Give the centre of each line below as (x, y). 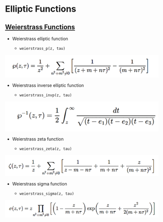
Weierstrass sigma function (39, 183)
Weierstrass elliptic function (40, 39)
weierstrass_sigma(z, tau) (47, 194)
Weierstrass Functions (40, 27)
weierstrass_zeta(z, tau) (45, 149)
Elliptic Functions (41, 9)
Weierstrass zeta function (38, 139)
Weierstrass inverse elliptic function (48, 85)
